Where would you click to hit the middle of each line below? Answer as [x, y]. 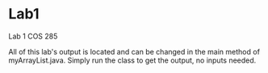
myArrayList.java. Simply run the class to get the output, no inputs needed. [132, 60]
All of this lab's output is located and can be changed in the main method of [134, 51]
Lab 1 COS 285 [33, 36]
